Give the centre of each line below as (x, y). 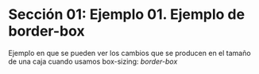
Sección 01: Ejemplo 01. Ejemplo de (126, 15)
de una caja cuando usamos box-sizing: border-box (93, 61)
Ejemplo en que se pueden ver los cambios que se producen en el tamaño (130, 53)
